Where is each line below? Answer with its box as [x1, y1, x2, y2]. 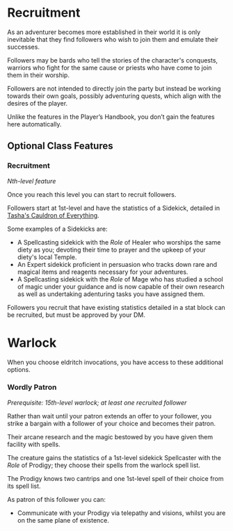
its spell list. [7, 482, 41, 490]
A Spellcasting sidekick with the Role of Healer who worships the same [17, 238, 221, 246]
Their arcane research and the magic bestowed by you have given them [7, 432, 214, 441]
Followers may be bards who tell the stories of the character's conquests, [7, 56, 218, 64]
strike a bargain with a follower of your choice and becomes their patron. [7, 419, 216, 427]
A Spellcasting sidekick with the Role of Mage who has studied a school [17, 275, 224, 283]
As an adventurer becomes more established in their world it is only [7, 28, 201, 36]
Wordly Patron [7, 382, 57, 392]
